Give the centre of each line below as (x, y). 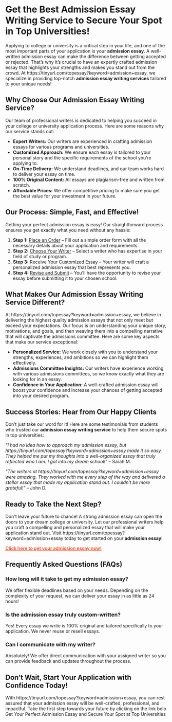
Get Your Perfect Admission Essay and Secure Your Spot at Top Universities (85, 714)
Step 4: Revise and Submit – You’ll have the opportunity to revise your (87, 273)
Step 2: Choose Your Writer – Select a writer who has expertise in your (88, 251)
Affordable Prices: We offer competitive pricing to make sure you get (86, 190)
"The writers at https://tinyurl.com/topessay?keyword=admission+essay (82, 472)
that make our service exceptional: (42, 342)
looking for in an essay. (37, 380)
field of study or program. (40, 256)
